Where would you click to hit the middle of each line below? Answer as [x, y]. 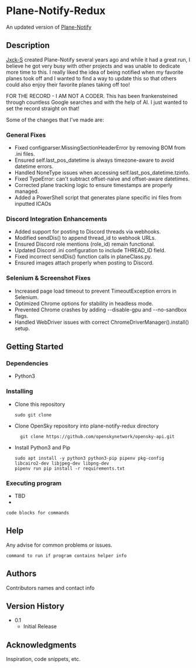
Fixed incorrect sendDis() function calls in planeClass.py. [83, 257]
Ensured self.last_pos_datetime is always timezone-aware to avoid [94, 160]
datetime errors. [34, 167]
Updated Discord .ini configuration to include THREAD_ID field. [90, 250]
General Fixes [26, 135]
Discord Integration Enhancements [56, 219]
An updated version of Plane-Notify [49, 27]
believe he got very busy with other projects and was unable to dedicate [93, 66]
